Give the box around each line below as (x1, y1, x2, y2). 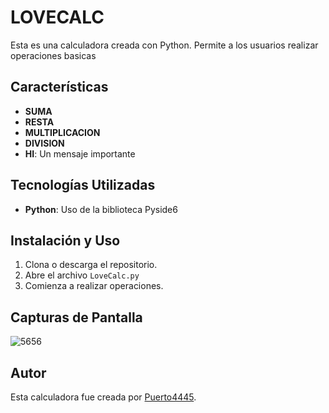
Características (10, 79, 109, 96)
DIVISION (24, 137, 65, 149)
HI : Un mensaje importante (24, 147, 136, 160)
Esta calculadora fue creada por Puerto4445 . (10, 391, 197, 403)
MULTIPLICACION (24, 126, 101, 138)
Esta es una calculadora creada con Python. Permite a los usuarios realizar (10, 39, 319, 51)
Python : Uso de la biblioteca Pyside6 (24, 203, 178, 215)
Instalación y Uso (10, 232, 121, 249)
